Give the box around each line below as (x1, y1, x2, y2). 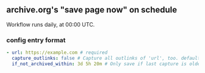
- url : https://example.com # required (6, 49, 108, 56)
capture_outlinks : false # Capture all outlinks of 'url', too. (12, 55, 179, 61)
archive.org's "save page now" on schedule (6, 5, 178, 15)
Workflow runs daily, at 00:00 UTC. (6, 21, 95, 28)
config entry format (6, 36, 66, 44)
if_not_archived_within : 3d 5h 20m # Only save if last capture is (12, 60, 187, 67)
